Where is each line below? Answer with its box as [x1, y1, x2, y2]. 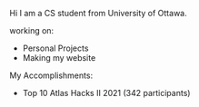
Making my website [22, 53, 96, 63]
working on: [9, 25, 55, 35]
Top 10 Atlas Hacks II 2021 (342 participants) [22, 88, 191, 98]
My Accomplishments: [9, 70, 94, 81]
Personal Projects [22, 43, 89, 53]
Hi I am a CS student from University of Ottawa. [9, 8, 188, 18]
